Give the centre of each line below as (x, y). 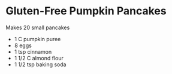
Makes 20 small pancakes (38, 27)
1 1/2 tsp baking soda (40, 64)
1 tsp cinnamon (33, 51)
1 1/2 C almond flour (39, 58)
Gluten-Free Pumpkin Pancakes (86, 11)
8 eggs (23, 45)
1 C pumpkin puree (37, 39)
